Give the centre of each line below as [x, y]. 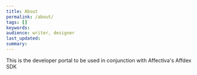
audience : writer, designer [41, 33]
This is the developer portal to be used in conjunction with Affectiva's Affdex [99, 60]
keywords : [18, 28]
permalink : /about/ [30, 17]
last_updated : [24, 38]
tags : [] [17, 22]
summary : [17, 44]
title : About [22, 11]
